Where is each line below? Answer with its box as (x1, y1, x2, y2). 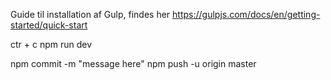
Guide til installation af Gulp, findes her (10, 9, 171, 20)
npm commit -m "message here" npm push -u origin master (10, 58, 257, 69)
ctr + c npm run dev (10, 39, 93, 50)
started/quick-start (10, 19, 88, 31)
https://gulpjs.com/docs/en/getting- (172, 9, 321, 20)
